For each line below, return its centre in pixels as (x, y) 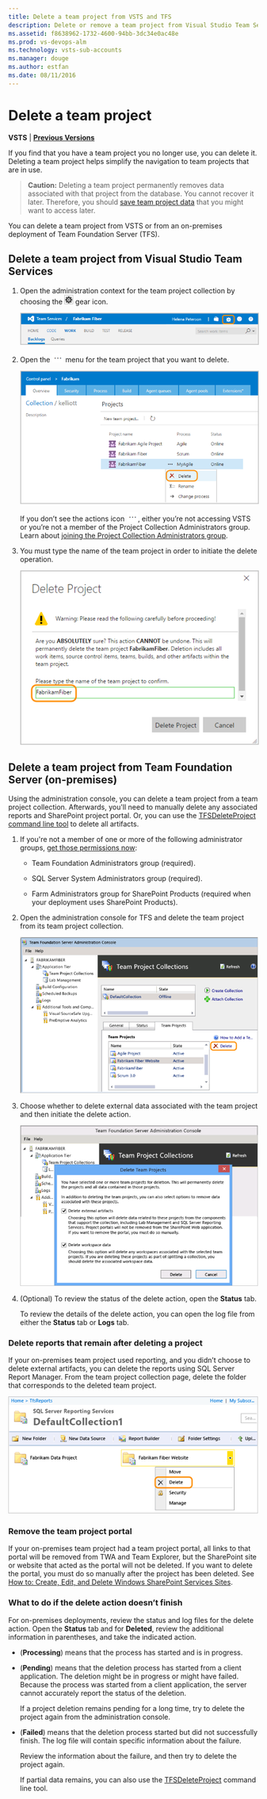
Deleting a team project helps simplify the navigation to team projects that (129, 161)
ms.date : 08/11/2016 (42, 75)
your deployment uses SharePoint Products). (105, 902)
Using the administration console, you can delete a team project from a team (133, 798)
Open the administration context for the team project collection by (127, 290)
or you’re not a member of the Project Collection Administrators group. (135, 527)
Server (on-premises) (63, 780)
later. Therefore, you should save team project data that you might (135, 201)
